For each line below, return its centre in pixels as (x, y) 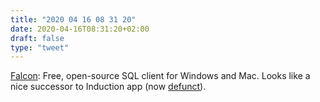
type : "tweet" (40, 47)
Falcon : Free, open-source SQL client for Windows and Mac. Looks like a (160, 76)
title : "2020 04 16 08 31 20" (73, 19)
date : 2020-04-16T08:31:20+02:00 (80, 29)
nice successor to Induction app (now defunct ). (108, 87)
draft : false (37, 38)
